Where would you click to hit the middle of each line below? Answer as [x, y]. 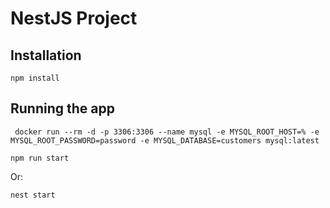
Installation [46, 55]
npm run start [40, 158]
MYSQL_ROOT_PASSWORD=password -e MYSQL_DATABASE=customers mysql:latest [165, 140]
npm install [35, 78]
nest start [33, 195]
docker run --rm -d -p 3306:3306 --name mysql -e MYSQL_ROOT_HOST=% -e [167, 132]
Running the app [62, 108]
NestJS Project [74, 18]
